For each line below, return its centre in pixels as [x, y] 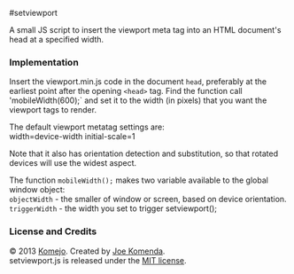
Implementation [44, 62]
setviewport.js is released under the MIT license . [98, 260]
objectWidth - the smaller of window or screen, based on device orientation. [148, 200]
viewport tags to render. [53, 110]
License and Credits [53, 231]
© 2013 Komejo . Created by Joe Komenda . [87, 251]
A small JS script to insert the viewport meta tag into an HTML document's [145, 30]
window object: [37, 190]
